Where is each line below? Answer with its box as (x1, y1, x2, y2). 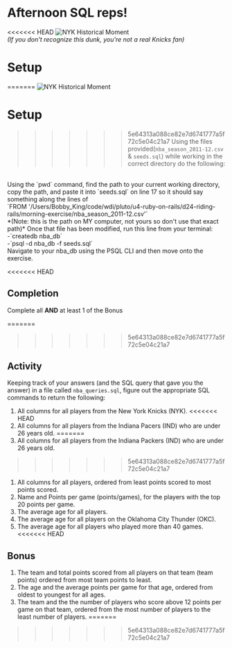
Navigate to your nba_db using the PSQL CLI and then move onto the (7, 247, 204, 255)
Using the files (171, 137, 213, 145)
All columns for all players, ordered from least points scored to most (17, 478, 211, 487)
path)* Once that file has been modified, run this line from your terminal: (7, 224, 213, 233)
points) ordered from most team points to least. (17, 576, 152, 584)
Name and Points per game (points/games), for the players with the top (17, 493, 220, 501)
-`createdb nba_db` (7, 231, 62, 240)
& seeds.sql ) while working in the (127, 151, 223, 160)
